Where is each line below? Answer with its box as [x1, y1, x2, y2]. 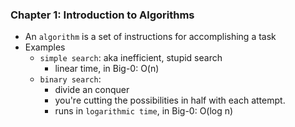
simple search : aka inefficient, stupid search [39, 52, 223, 64]
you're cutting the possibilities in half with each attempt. [54, 94, 286, 107]
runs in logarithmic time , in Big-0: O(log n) [54, 105, 234, 117]
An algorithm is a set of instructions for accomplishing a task [24, 31, 277, 43]
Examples [24, 41, 66, 53]
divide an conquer [54, 84, 130, 96]
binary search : [39, 73, 102, 85]
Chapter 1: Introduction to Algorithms [10, 8, 195, 22]
